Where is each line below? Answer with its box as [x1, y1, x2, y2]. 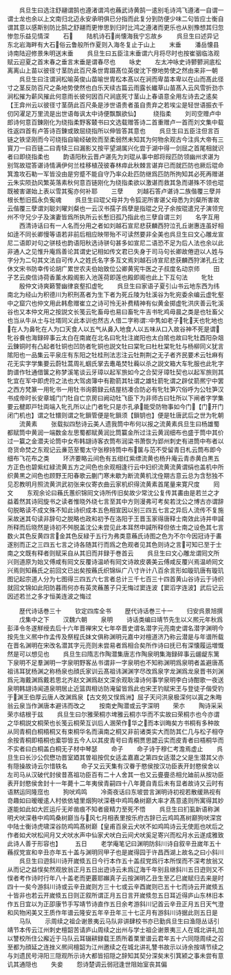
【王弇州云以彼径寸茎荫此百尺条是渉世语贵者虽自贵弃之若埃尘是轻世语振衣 [7, 101, 218, 109]
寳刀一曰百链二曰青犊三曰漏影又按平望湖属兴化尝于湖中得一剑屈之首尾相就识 [7, 144, 224, 152]
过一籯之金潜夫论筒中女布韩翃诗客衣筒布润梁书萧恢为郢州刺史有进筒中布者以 [7, 437, 224, 445]
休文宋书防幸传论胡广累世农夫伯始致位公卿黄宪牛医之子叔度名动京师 [7, 265, 200, 272]
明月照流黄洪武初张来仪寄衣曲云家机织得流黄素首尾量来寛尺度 [25, 480, 200, 488]
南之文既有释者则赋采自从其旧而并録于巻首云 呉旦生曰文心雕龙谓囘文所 [7, 549, 220, 557]
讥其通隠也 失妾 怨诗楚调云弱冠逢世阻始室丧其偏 [7, 961, 167, 968]
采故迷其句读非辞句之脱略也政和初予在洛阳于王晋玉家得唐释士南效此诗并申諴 [7, 514, 224, 523]
